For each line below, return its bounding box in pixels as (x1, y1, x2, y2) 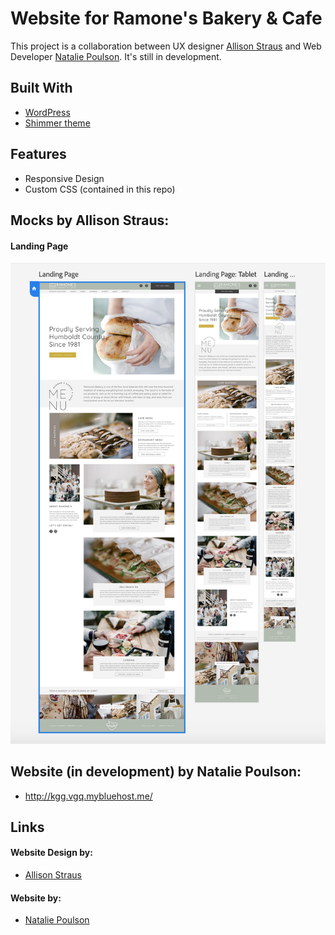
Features (10, 146, 67, 163)
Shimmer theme (24, 117, 91, 129)
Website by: (10, 892, 62, 904)
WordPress (24, 106, 71, 118)
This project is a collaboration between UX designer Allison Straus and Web (10, 40, 322, 52)
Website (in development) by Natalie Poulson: (10, 763, 302, 781)
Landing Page (10, 240, 69, 252)
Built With (10, 80, 73, 97)
